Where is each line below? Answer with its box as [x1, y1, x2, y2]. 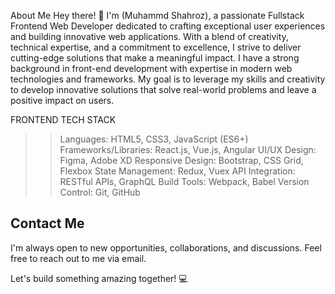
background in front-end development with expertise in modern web [10, 63, 293, 74]
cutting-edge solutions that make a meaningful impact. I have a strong [10, 52, 300, 64]
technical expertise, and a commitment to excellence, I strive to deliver [10, 41, 302, 53]
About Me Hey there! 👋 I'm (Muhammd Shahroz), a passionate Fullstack [10, 10, 305, 21]
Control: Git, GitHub [59, 186, 141, 198]
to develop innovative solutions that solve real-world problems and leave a [10, 84, 317, 95]
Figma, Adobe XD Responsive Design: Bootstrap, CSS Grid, [59, 155, 304, 166]
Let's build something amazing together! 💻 [10, 272, 188, 284]
